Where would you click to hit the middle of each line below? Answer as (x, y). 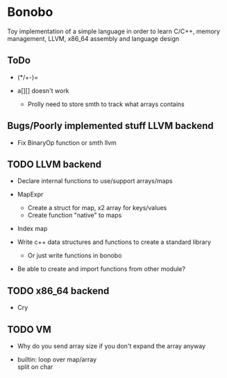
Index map (32, 229)
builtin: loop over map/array (57, 359)
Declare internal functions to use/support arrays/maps (95, 181)
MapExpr (30, 194)
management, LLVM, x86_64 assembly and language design (93, 38)
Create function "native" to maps (75, 215)
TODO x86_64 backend (58, 291)
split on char (35, 367)
